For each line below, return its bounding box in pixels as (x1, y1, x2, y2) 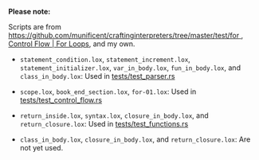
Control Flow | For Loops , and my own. (8, 39, 135, 49)
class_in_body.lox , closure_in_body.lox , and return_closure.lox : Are (19, 135, 251, 144)
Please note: (8, 7, 51, 16)
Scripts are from (8, 22, 61, 31)
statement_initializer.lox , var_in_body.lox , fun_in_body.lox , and (19, 63, 241, 72)
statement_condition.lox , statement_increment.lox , (19, 55, 191, 64)
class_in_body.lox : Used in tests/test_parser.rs (19, 72, 175, 80)
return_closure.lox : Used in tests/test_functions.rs (19, 119, 189, 128)
